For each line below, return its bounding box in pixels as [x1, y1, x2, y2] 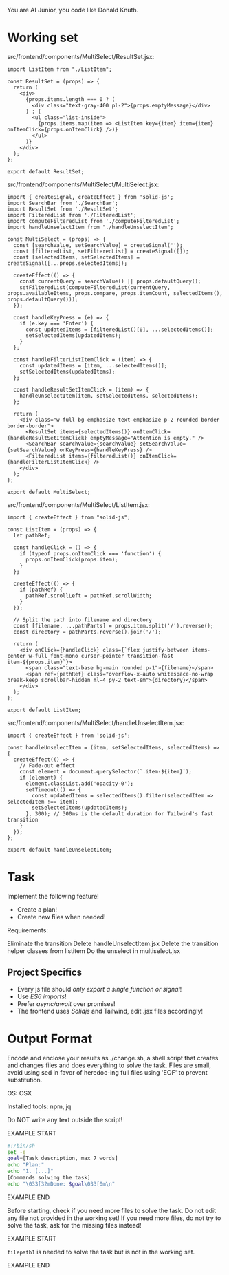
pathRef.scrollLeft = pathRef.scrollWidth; [25, 592, 153, 599]
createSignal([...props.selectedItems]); [7, 259, 128, 267]
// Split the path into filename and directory [13, 616, 153, 623]
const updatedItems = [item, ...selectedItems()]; [19, 362, 168, 369]
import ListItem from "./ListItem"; [7, 65, 112, 73]
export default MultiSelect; [7, 489, 91, 495]
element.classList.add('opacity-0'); [25, 780, 134, 787]
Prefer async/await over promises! [17, 999, 116, 1007]
